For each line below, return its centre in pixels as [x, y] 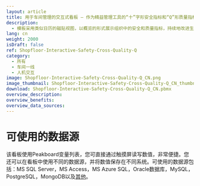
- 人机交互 [23, 72]
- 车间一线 [23, 67]
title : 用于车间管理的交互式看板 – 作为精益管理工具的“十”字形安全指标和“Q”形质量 [97, 17]
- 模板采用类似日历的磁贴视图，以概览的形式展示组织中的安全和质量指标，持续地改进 [101, 28]
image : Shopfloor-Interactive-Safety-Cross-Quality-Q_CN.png [84, 78]
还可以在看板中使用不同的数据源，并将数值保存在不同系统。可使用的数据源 [97, 162]
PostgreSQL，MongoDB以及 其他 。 [49, 176]
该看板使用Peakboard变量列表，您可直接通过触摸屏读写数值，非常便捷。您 [98, 155]
